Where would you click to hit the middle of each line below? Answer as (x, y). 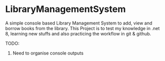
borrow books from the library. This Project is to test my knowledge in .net (82, 28)
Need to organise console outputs (48, 53)
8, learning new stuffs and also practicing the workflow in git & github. (78, 33)
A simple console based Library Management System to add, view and (79, 23)
